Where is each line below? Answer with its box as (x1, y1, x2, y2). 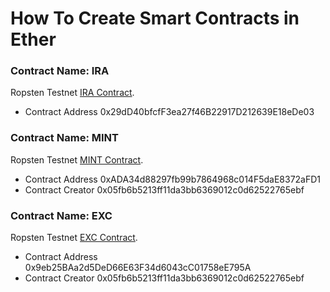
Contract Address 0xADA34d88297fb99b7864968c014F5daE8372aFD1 (24, 173, 322, 185)
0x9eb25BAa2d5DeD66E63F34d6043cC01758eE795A (24, 262, 252, 274)
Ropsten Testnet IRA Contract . (10, 87, 135, 99)
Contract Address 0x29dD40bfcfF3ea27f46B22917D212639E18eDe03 (24, 106, 315, 118)
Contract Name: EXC (10, 208, 113, 222)
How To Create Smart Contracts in (10, 7, 300, 30)
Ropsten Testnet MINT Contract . (10, 153, 144, 166)
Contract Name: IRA (10, 64, 110, 78)
